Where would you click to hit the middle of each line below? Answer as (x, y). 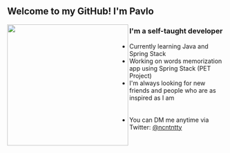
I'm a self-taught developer (176, 31)
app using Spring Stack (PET (170, 68)
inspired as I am (152, 98)
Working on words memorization (176, 61)
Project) (141, 75)
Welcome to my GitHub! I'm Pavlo (80, 11)
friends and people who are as (173, 90)
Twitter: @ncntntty (156, 127)
